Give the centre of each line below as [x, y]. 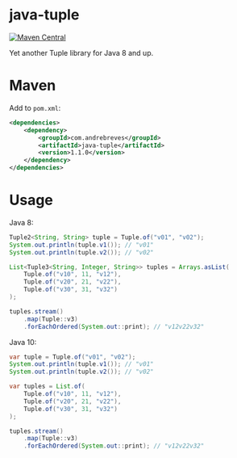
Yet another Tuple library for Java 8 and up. [81, 53]
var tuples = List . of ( [47, 387]
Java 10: [23, 342]
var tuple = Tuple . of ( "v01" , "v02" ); [73, 357]
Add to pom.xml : [35, 107]
